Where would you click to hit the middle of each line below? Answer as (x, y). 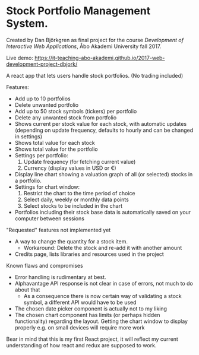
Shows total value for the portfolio (56, 149)
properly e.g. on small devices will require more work (80, 327)
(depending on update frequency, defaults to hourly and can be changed (104, 130)
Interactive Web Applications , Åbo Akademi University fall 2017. (84, 46)
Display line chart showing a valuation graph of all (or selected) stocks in (104, 174)
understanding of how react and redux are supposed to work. (81, 345)
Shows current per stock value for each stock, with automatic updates (101, 123)
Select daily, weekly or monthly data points (76, 199)
